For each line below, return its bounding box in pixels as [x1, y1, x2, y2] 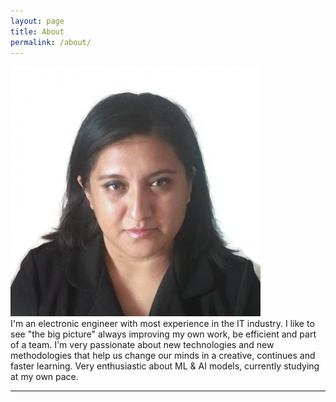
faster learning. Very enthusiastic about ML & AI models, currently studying [10, 360, 320, 372]
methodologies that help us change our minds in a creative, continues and [10, 350, 316, 362]
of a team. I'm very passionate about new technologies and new [10, 339, 275, 351]
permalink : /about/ [10, 37, 92, 47]
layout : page [10, 16, 65, 26]
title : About [10, 26, 65, 37]
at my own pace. [10, 371, 79, 383]
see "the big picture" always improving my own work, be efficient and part [10, 328, 317, 340]
